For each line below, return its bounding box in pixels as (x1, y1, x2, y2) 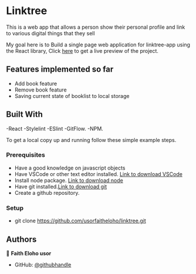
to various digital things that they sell (6, 29, 95, 36)
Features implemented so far (6, 65, 114, 75)
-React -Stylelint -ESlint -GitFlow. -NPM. (6, 125, 104, 132)
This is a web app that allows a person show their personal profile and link (6, 23, 185, 31)
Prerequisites (6, 151, 45, 159)
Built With (6, 110, 43, 120)
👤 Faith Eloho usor (6, 249, 52, 256)
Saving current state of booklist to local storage (14, 92, 130, 99)
